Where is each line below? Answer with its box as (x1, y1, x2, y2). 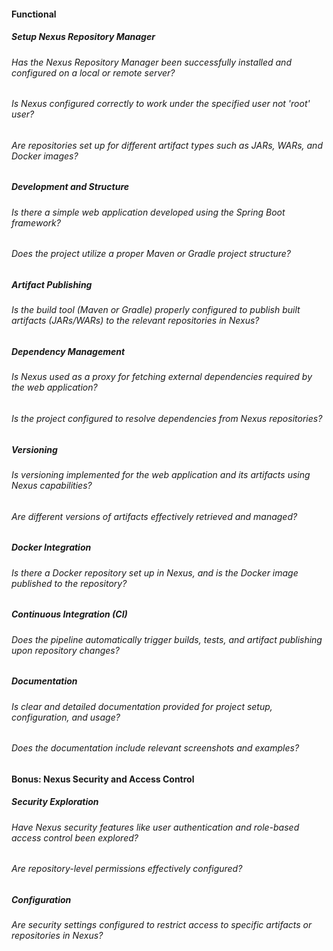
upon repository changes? (11, 644, 120, 656)
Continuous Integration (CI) (11, 608, 128, 620)
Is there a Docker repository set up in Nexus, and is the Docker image (11, 566, 299, 579)
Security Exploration (11, 796, 99, 808)
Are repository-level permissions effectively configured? (11, 863, 243, 875)
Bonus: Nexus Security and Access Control (11, 773, 195, 785)
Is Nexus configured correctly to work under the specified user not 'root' (11, 98, 311, 110)
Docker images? (11, 150, 79, 162)
